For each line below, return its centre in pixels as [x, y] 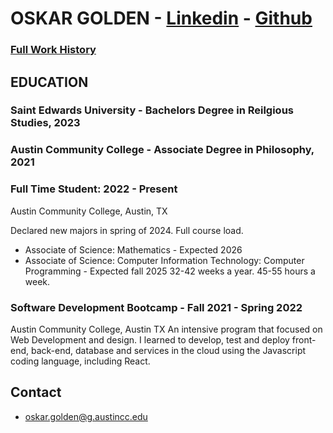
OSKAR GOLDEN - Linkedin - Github [161, 18]
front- [304, 339]
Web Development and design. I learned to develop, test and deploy [150, 339]
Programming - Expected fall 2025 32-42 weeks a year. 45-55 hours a [170, 271]
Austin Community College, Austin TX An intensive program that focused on [166, 329]
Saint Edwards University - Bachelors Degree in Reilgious [152, 110]
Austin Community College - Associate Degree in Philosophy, [162, 150]
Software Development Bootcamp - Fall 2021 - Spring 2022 [156, 307]
